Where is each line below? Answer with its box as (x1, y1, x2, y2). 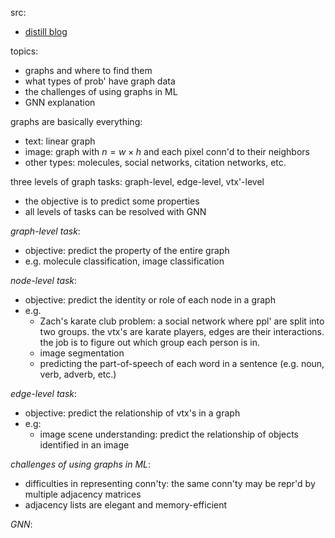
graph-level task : (10, 225, 81, 237)
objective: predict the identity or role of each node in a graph (24, 294, 276, 306)
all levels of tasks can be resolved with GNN (24, 206, 207, 217)
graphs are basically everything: (10, 116, 143, 127)
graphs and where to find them (24, 65, 153, 76)
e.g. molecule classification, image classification (24, 255, 225, 267)
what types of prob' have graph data (24, 75, 176, 87)
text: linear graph (24, 135, 96, 147)
